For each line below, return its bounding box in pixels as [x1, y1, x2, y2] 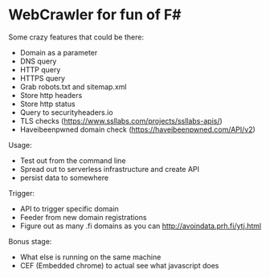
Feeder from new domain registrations [19, 212, 147, 222]
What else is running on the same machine [19, 251, 162, 262]
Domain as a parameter [19, 47, 98, 57]
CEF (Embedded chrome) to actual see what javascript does [19, 260, 219, 270]
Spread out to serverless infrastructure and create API [19, 164, 199, 174]
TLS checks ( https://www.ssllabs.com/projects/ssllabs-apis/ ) [19, 116, 223, 125]
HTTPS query [19, 73, 66, 83]
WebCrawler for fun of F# [8, 6, 182, 24]
